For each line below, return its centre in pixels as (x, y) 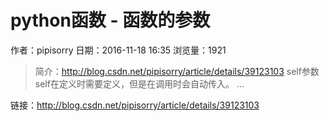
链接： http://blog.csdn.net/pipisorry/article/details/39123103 (135, 105)
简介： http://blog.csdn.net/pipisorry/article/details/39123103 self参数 (177, 71)
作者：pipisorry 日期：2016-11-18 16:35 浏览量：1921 (118, 50)
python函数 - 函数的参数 (110, 20)
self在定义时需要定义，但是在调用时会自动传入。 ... (139, 83)
